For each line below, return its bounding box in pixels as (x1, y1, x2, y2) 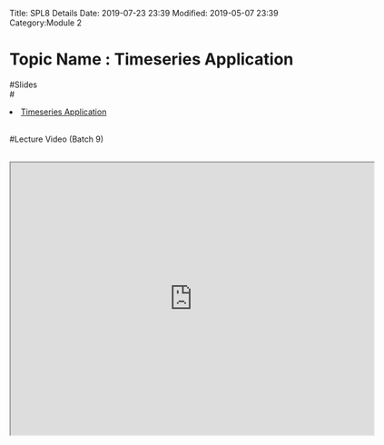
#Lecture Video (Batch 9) (9, 133, 104, 144)
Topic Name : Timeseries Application (9, 49, 294, 70)
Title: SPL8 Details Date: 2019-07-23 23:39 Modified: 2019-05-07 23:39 (9, 8, 279, 18)
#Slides (9, 79, 38, 90)
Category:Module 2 (9, 17, 82, 28)
